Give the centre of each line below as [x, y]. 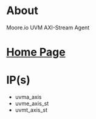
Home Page [36, 52]
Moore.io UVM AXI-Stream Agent [48, 27]
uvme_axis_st [32, 104]
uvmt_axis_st [31, 110]
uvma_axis [28, 97]
